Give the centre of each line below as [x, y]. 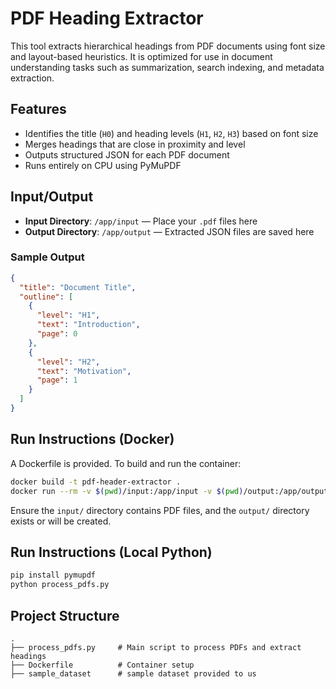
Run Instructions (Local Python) [111, 552]
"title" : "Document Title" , [78, 287]
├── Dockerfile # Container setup [102, 665]
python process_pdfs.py [60, 585]
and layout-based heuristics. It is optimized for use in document [141, 56]
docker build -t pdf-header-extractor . [96, 482]
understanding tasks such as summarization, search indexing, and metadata [167, 67]
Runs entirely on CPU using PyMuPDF [103, 165]
